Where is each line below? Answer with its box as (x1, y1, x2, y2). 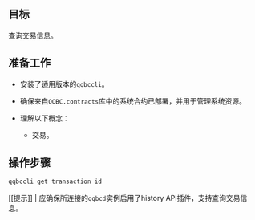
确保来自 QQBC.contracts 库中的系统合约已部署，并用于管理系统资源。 (19, 96, 247, 106)
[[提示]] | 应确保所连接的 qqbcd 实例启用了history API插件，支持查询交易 (8, 194, 241, 203)
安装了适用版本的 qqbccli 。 (19, 79, 109, 88)
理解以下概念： (19, 113, 70, 123)
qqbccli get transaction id (8, 177, 103, 186)
